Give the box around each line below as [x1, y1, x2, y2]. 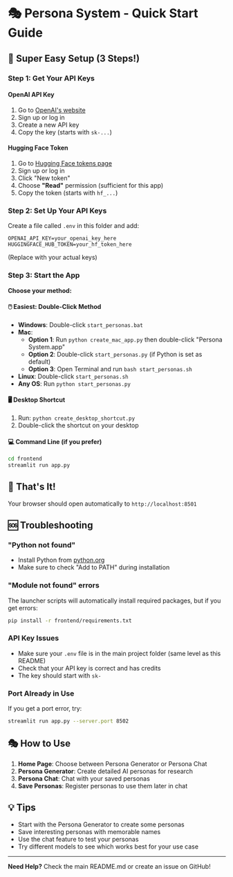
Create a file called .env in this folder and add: [8, 222, 140, 230]
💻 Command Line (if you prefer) [8, 437, 102, 445]
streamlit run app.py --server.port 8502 [8, 718, 129, 725]
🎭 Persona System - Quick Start [8, 6, 199, 21]
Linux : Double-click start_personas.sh [17, 372, 129, 380]
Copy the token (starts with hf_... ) [17, 188, 118, 197]
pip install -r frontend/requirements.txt [8, 617, 132, 624]
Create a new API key [17, 121, 80, 129]
